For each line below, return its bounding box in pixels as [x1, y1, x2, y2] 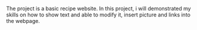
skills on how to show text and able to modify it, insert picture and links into [6, 11, 190, 18]
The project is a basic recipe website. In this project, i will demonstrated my [6, 5, 192, 12]
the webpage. [6, 18, 40, 24]
